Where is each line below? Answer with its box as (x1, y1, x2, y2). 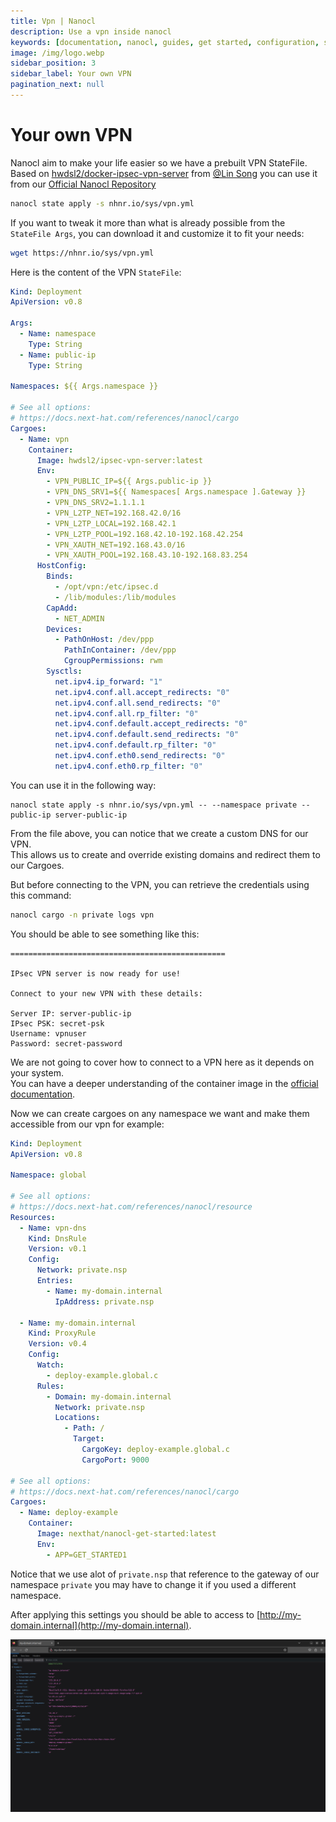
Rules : (36, 1381, 65, 1391)
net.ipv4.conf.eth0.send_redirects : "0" (54, 751, 226, 761)
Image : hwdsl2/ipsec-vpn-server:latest (36, 455, 203, 465)
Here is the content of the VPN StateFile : (10, 266, 182, 278)
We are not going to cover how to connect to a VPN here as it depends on (10, 1056, 315, 1068)
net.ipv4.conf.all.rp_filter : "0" (54, 708, 199, 719)
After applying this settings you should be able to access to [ (10, 1608, 260, 1620)
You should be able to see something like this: (10, 928, 200, 940)
